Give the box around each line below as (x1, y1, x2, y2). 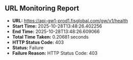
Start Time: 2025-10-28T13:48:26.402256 (12, 23, 102, 29)
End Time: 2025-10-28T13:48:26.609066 (12, 28, 100, 35)
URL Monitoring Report (5, 4, 80, 13)
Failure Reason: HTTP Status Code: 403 (12, 50, 98, 56)
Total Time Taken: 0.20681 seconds (12, 34, 89, 40)
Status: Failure (12, 44, 44, 50)
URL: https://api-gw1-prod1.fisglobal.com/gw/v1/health (12, 17, 128, 23)
